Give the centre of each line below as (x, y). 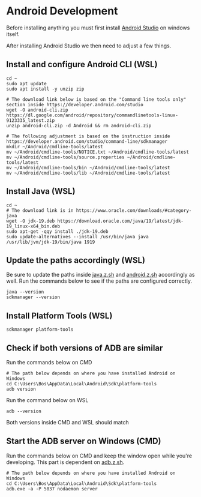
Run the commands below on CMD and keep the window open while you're (99, 456)
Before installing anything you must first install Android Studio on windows (98, 28)
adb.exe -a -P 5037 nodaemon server (52, 489)
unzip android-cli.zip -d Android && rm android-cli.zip (79, 125)
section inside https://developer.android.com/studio (75, 104)
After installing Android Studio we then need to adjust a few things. (89, 46)
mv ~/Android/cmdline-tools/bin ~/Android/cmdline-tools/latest (88, 167)
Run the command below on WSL (47, 400)
